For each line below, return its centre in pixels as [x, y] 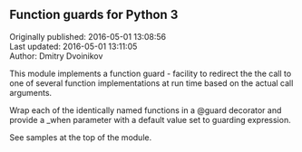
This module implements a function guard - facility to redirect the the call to [151, 73]
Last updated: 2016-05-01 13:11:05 [73, 46]
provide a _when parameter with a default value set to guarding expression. [151, 119]
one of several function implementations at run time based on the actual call [151, 83]
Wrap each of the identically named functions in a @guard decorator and [146, 110]
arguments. [31, 92]
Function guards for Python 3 [94, 15]
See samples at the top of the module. [81, 137]
